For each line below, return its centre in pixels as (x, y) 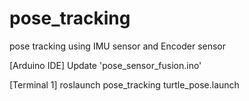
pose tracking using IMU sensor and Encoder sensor (118, 46)
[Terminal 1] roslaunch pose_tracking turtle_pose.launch (124, 84)
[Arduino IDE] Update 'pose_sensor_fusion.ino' (105, 65)
